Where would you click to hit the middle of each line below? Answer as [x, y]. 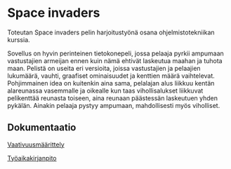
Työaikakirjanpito [32, 158]
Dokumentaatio [42, 128]
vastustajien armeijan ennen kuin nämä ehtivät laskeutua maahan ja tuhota [115, 60]
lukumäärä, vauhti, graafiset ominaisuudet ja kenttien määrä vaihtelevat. [111, 76]
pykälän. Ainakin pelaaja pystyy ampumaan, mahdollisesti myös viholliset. [114, 105]
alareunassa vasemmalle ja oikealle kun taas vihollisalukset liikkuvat [105, 90]
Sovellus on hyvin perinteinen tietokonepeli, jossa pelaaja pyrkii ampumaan [116, 53]
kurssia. [19, 39]
